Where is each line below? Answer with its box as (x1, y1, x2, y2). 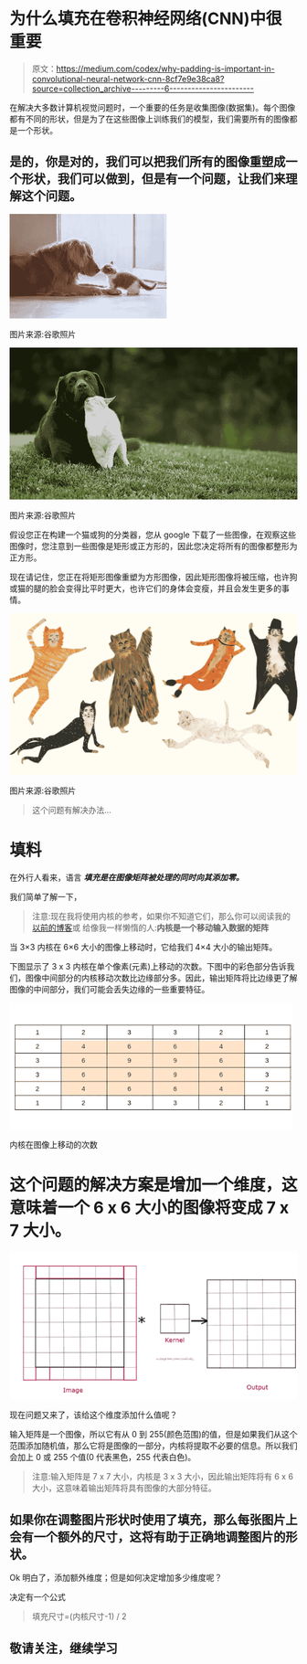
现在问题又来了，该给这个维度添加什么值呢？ (9, 1409, 178, 1421)
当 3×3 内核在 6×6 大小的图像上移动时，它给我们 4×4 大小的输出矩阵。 (9, 942, 278, 953)
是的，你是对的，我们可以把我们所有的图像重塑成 (9, 154, 286, 170)
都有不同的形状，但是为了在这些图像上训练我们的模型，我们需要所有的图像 (9, 113, 290, 124)
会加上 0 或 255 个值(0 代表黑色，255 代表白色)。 (9, 1452, 196, 1463)
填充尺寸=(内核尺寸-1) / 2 (31, 1611, 127, 1622)
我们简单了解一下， (9, 892, 82, 903)
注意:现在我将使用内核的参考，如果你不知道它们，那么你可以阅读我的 (31, 911, 291, 922)
